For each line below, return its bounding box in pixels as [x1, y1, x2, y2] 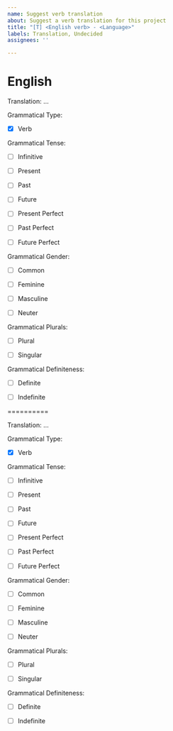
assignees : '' [7, 37, 50, 44]
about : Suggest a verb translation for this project [7, 17, 167, 24]
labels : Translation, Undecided [7, 30, 103, 38]
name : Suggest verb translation [7, 10, 103, 18]
